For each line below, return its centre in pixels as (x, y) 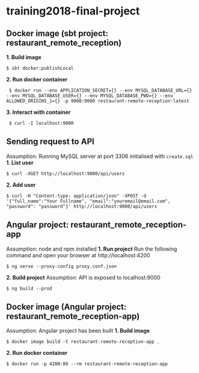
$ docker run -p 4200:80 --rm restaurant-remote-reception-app (87, 364)
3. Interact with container (38, 112)
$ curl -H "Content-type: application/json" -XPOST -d (76, 196)
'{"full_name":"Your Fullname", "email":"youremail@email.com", (88, 201)
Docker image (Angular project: (66, 307)
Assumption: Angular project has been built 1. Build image (78, 331)
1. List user (20, 162)
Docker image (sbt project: (57, 33)
